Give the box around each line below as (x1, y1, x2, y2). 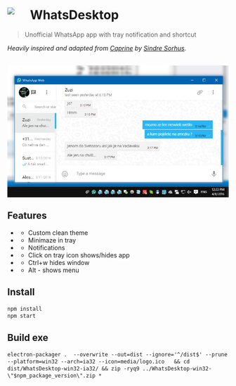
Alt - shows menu (27, 266, 79, 274)
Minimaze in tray (27, 236, 77, 244)
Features (7, 210, 47, 221)
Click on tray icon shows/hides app (27, 250, 130, 259)
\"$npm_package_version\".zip (7, 373, 96, 380)
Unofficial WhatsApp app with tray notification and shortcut (24, 30, 197, 39)
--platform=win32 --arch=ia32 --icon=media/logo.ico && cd (7, 359, 190, 366)
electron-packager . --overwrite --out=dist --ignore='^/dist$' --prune (7, 352, 228, 359)
